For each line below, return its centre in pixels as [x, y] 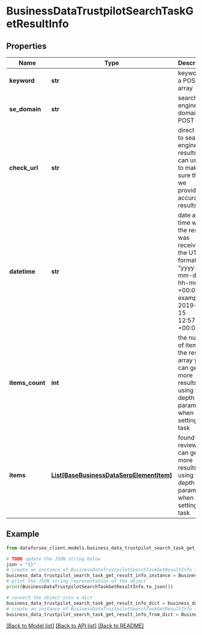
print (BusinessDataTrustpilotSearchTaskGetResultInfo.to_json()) [90, 587]
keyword [22, 81]
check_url [24, 168]
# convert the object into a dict [50, 597]
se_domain [25, 109]
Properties [26, 46]
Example [23, 534]
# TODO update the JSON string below [54, 559]
